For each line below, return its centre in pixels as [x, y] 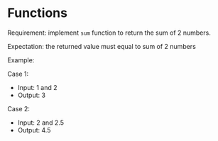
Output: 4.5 [34, 130]
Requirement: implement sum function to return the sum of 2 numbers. [109, 33]
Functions [37, 13]
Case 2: [19, 108]
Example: [21, 60]
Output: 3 [32, 95]
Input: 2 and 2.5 [41, 123]
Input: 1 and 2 [38, 87]
